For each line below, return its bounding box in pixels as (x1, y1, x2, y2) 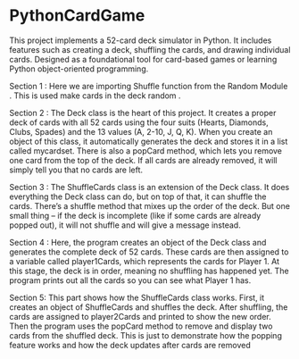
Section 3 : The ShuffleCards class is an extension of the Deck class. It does (9, 181, 290, 192)
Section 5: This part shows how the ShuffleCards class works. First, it (9, 292, 265, 303)
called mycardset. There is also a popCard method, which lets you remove (9, 145, 283, 156)
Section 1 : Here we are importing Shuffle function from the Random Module (9, 80, 288, 91)
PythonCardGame (9, 5, 145, 26)
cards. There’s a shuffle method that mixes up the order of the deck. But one (9, 200, 290, 211)
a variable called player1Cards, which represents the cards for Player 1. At (9, 255, 279, 266)
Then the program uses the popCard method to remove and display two (9, 321, 273, 331)
